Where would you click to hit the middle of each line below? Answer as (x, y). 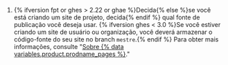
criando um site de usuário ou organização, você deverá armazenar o (113, 32)
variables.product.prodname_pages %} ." (72, 54)
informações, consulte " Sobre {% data (69, 47)
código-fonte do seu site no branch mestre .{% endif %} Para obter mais (116, 39)
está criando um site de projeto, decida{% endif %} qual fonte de (107, 17)
